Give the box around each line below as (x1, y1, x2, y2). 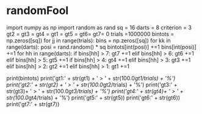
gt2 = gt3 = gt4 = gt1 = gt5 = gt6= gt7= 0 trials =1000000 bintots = (6, 30, 175, 37)
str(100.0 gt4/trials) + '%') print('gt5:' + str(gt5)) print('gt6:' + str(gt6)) (6, 94, 181, 101)
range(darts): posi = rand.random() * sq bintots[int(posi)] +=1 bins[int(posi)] (6, 43, 197, 51)
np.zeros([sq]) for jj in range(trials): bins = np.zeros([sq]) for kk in (6, 37, 171, 44)
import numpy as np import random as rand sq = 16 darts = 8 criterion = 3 (6, 24, 192, 31)
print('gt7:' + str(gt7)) (6, 100, 60, 107)
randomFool (6, 4, 69, 18)
